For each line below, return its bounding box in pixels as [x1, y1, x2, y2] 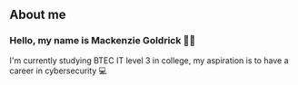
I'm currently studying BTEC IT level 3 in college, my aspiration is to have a [9, 54, 289, 66]
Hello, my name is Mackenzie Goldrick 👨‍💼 [9, 34, 196, 47]
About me [9, 7, 66, 23]
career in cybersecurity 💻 [9, 65, 107, 76]
